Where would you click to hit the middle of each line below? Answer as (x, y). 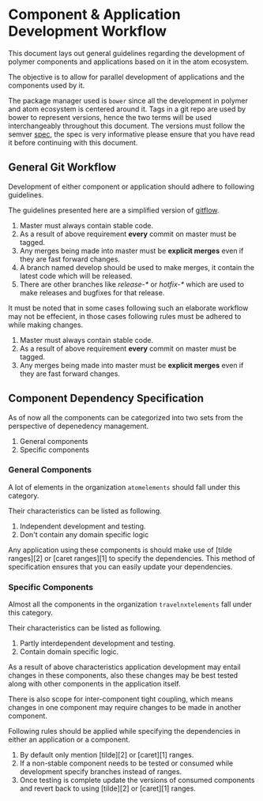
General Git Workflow (62, 167)
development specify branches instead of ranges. (101, 772)
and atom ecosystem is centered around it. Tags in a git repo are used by (127, 109)
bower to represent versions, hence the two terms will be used (110, 117)
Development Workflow (88, 31)
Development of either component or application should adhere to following (131, 186)
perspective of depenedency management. (79, 426)
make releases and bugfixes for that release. (92, 292)
